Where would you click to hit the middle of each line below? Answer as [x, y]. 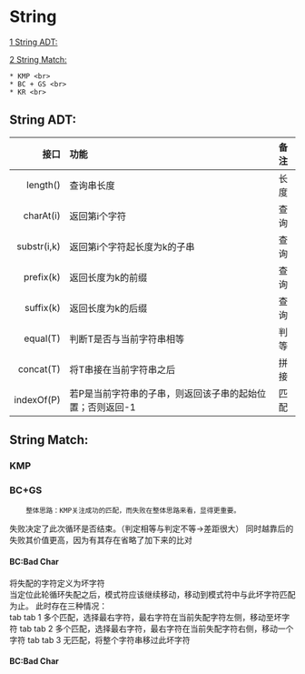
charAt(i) [42, 216]
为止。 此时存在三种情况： [58, 606]
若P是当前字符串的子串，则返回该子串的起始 [163, 393]
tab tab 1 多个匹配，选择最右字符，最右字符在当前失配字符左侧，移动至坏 [146, 617]
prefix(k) [42, 277]
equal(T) [42, 338]
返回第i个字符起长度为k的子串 [132, 246]
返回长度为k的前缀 [108, 277]
